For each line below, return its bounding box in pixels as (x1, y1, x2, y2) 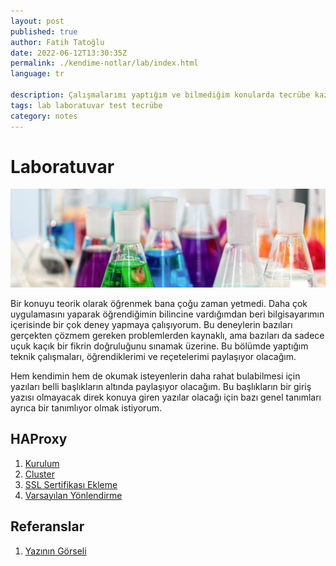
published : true (10, 26, 78, 37)
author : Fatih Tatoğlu (10, 37, 105, 47)
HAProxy (10, 431, 68, 448)
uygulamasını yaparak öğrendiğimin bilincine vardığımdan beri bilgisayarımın (10, 308, 325, 320)
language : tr (10, 69, 65, 79)
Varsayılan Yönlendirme (24, 489, 123, 501)
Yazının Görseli (24, 545, 87, 557)
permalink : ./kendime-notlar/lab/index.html (10, 58, 199, 69)
